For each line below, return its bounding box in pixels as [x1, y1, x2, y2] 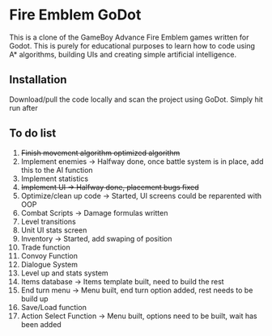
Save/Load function [20, 302, 87, 312]
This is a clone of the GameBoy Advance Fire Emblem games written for [9, 32, 249, 42]
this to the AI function [20, 165, 93, 174]
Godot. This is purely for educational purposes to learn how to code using [9, 40, 256, 50]
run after [9, 103, 39, 112]
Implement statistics [20, 174, 88, 183]
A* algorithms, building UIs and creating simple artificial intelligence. [9, 49, 237, 59]
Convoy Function [20, 250, 78, 260]
